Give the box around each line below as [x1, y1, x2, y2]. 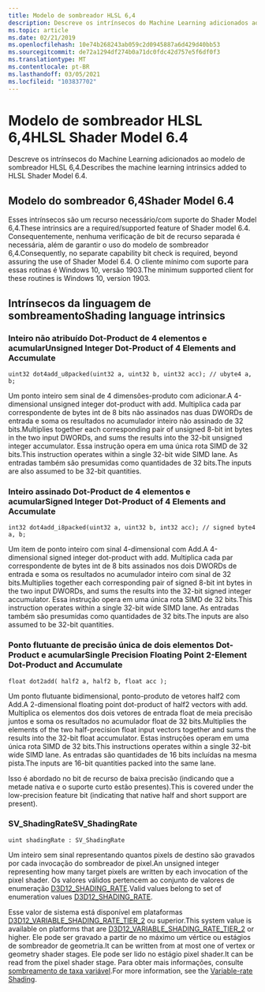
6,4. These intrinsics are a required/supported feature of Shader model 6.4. [8, 223, 251, 233]
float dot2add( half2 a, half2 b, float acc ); [8, 677, 168, 685]
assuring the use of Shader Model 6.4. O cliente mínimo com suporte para [8, 257, 248, 267]
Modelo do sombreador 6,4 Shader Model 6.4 [8, 194, 235, 208]
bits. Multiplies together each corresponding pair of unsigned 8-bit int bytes [8, 424, 253, 434]
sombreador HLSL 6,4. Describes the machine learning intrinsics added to [8, 163, 247, 172]
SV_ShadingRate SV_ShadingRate [8, 818, 138, 829]
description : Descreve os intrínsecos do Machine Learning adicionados [8, 19, 248, 27]
